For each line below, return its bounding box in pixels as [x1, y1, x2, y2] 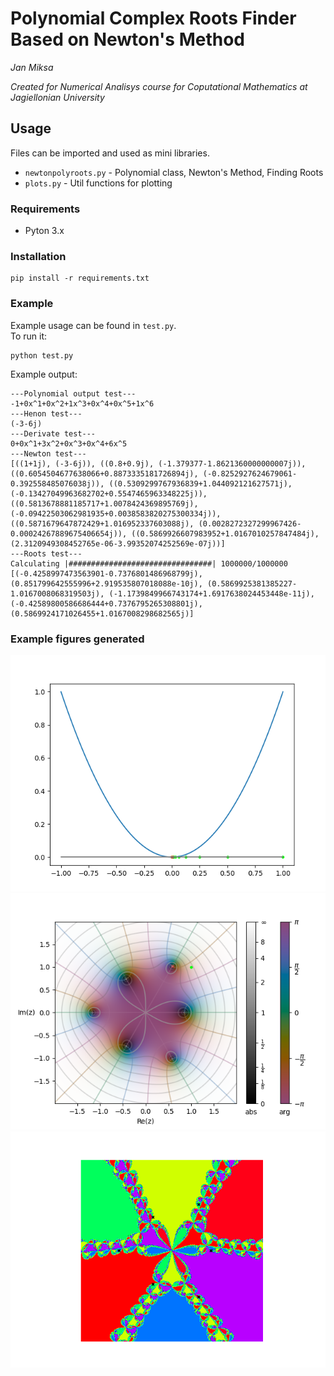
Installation [10, 249, 67, 263]
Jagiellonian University [10, 91, 105, 103]
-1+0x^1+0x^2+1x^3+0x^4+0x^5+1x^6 [10, 398, 155, 409]
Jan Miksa [10, 61, 54, 73]
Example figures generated [10, 632, 145, 646]
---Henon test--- [10, 408, 83, 419]
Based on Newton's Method [10, 28, 246, 51]
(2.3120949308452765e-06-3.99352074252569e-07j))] [10, 538, 226, 549]
